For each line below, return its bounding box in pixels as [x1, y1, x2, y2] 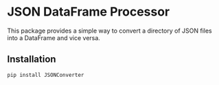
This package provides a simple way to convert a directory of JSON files [7, 27, 212, 35]
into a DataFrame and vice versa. [7, 33, 101, 41]
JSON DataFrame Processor [7, 4, 170, 20]
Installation [7, 54, 56, 65]
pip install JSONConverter [7, 71, 84, 78]
